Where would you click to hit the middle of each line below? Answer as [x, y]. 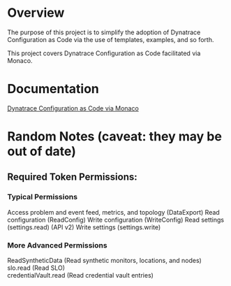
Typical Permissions [43, 197]
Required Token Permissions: [72, 177]
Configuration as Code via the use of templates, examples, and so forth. [111, 39]
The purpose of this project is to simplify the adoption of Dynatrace [104, 32]
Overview [36, 13]
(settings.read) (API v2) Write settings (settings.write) [84, 227]
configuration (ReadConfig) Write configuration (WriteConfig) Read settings [116, 220]
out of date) [42, 151]
